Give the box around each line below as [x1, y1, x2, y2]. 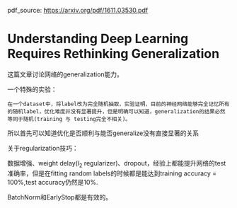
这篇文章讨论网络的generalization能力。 [7, 70, 124, 79]
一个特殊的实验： [7, 85, 57, 93]
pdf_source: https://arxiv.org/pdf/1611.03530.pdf [7, 6, 149, 14]
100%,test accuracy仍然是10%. [7, 178, 98, 186]
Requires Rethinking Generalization [7, 46, 220, 62]
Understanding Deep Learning [7, 31, 189, 47]
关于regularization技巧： [7, 144, 79, 152]
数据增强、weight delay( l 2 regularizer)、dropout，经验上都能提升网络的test [7, 158, 226, 169]
